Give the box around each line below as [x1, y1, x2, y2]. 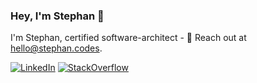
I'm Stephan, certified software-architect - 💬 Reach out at [10, 32, 247, 44]
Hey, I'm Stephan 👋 [10, 9, 105, 23]
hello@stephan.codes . [10, 42, 103, 54]
